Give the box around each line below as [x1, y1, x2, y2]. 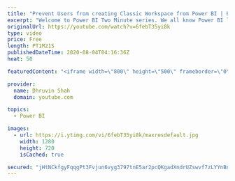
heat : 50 [7, 56, 33, 63]
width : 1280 [20, 138, 55, 145]
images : [7, 125, 30, 132]
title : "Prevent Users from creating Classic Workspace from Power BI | [7, 10, 224, 17]
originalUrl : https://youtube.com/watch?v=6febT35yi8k [7, 23, 171, 30]
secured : [7, 164, 33, 171]
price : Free [7, 36, 42, 43]
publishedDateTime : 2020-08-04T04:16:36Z [7, 49, 130, 56]
